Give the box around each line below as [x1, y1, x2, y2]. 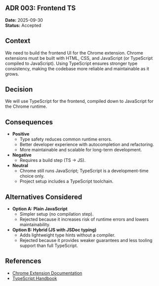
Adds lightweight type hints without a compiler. [19, 232, 116, 238]
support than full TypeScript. [19, 242, 78, 249]
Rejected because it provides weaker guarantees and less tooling [19, 238, 153, 243]
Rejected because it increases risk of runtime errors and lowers [19, 216, 149, 222]
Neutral [12, 163, 29, 169]
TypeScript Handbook [12, 275, 57, 281]
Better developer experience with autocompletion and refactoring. [19, 142, 154, 147]
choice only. [19, 173, 45, 179]
